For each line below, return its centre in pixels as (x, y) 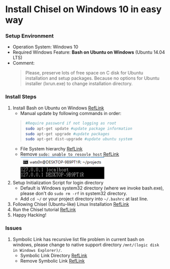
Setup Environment (30, 36)
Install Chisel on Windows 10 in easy (83, 9)
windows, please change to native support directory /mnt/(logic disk (86, 245)
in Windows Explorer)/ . (37, 250)
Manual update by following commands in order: (71, 113)
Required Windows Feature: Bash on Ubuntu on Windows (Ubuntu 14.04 (89, 52)
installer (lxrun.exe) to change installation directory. (79, 84)
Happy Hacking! (29, 215)
